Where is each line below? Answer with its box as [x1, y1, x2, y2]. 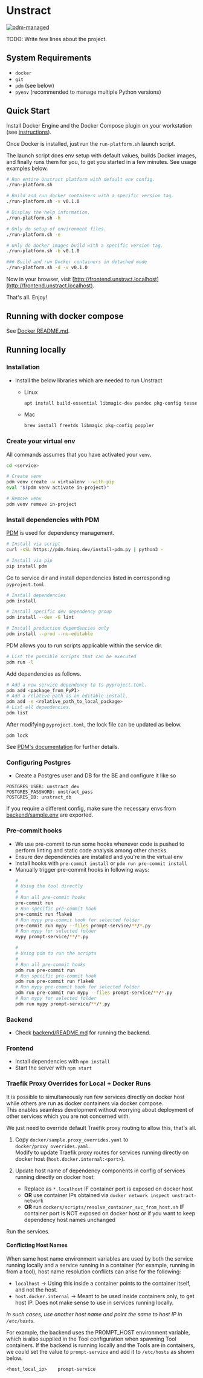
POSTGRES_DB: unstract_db [6, 794, 71, 800]
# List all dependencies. [6, 704, 71, 711]
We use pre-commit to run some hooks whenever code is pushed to [14, 840, 185, 847]
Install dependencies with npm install [14, 1058, 111, 1065]
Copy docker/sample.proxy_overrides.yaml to [14, 1135, 129, 1143]
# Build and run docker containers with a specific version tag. [6, 193, 174, 199]
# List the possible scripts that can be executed [6, 653, 137, 659]
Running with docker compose [6, 311, 124, 321]
